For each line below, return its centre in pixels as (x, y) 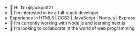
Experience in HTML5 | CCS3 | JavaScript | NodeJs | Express (72, 18)
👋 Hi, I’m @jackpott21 (31, 8)
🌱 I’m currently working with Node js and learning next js (67, 23)
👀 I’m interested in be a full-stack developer (54, 13)
